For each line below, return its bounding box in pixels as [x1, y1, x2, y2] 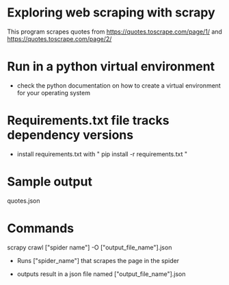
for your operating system [16, 88, 91, 97]
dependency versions [7, 127, 134, 143]
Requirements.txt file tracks [7, 113, 170, 128]
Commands [7, 221, 75, 236]
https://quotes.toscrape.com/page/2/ [7, 34, 112, 42]
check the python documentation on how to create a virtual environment [16, 81, 221, 90]
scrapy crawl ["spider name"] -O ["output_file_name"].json [7, 243, 172, 251]
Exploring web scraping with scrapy [7, 5, 215, 21]
